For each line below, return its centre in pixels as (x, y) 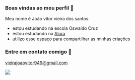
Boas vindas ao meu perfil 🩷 (39, 8)
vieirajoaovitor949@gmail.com (36, 63)
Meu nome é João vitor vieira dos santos (47, 19)
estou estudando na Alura (39, 34)
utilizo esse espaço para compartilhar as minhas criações (71, 39)
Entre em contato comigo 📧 (38, 52)
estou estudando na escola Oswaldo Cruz (55, 28)
